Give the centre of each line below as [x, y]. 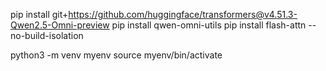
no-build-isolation [47, 35]
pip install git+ [39, 14]
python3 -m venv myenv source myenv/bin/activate [116, 55]
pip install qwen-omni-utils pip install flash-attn [209, 25]
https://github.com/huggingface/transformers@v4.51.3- [183, 14]
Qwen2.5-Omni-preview [60, 25]
